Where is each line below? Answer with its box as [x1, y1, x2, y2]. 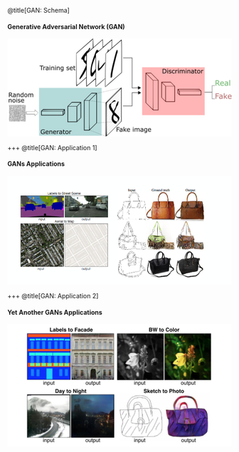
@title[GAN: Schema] [7, 6, 70, 14]
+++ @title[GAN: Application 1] [7, 143, 97, 152]
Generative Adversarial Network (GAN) [7, 22, 126, 31]
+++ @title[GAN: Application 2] [7, 292, 99, 300]
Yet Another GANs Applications [7, 308, 103, 316]
